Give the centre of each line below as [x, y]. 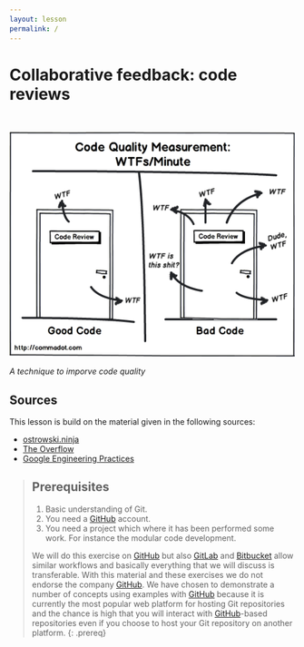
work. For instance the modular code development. [141, 538]
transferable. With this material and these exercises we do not [147, 574]
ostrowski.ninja [51, 439]
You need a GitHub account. [98, 518]
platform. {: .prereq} [69, 632]
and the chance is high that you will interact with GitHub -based [149, 613]
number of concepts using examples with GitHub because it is [148, 593]
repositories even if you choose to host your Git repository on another [162, 622]
